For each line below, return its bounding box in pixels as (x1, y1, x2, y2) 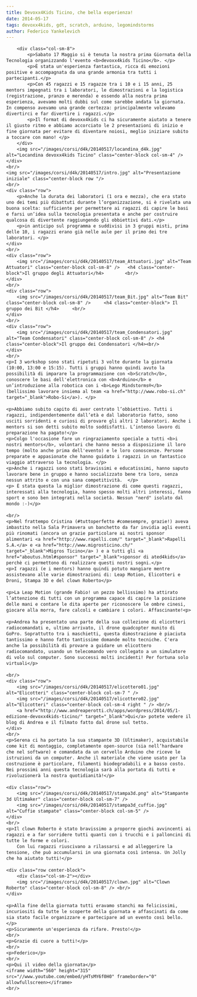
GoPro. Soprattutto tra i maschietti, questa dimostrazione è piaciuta (6, 631, 186, 637)
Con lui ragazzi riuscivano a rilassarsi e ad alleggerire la (17, 844, 173, 850)
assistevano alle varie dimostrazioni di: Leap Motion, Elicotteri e (6, 572, 181, 578)
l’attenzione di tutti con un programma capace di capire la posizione (6, 596, 186, 602)
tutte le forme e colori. (6, 838, 70, 844)
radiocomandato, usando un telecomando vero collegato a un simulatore (6, 649, 186, 655)
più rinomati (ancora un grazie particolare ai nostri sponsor (6, 531, 165, 537)
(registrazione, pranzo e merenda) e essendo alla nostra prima (6, 93, 168, 99)
